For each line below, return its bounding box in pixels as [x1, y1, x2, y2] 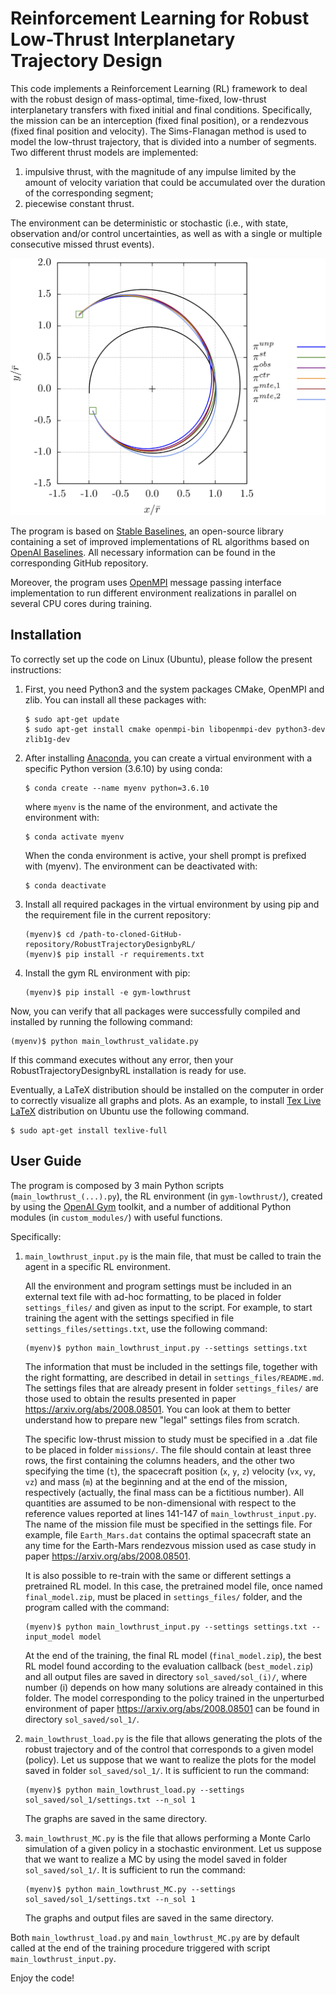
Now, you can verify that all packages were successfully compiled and [10, 1005, 301, 1017]
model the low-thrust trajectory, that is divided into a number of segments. [10, 135, 317, 147]
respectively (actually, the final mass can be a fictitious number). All [24, 1486, 305, 1498]
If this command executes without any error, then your [10, 1053, 234, 1066]
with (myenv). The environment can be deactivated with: [24, 860, 258, 872]
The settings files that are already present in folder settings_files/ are [24, 1382, 319, 1394]
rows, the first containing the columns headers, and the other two [24, 1454, 295, 1466]
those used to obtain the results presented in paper [24, 1392, 237, 1404]
